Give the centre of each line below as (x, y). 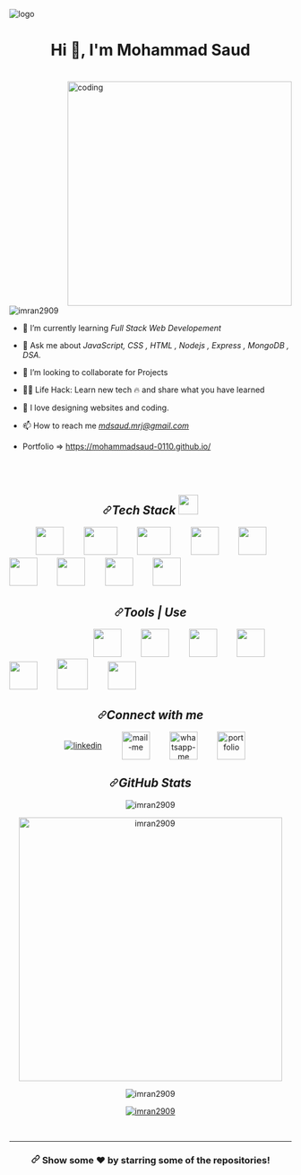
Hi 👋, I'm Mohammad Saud (150, 50)
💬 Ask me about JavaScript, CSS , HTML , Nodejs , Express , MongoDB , (155, 346)
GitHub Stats (155, 783)
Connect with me (155, 715)
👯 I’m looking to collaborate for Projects (95, 373)
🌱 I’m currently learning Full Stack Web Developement (122, 329)
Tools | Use (155, 612)
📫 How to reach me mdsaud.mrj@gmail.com (106, 425)
